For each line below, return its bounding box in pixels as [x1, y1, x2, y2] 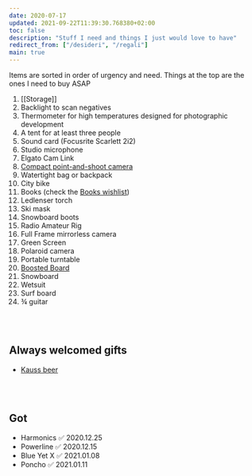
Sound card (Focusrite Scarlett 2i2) [20, 137, 136, 145]
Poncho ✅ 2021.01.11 [20, 459, 88, 469]
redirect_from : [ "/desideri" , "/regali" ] [9, 41, 149, 49]
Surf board [20, 288, 56, 298]
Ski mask [20, 204, 51, 213]
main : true [9, 48, 45, 56]
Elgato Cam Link [20, 153, 75, 163]
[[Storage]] [20, 95, 57, 103]
